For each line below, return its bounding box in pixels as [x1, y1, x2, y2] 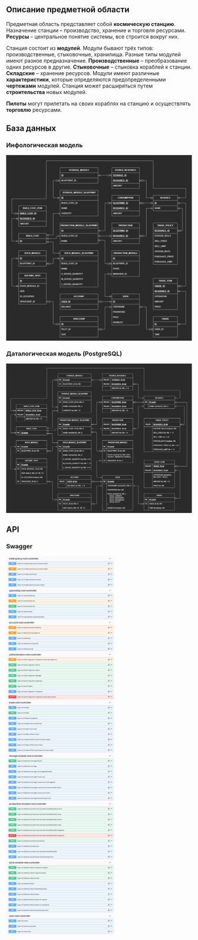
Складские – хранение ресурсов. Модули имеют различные [6, 69, 160, 76]
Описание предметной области [6, 5, 130, 15]
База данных [6, 124, 57, 134]
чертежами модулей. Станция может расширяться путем [6, 82, 153, 89]
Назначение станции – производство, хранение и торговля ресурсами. [6, 27, 186, 34]
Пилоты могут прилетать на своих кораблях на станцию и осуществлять [6, 100, 191, 107]
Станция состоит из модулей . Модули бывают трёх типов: [6, 44, 154, 51]
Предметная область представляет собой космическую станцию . [6, 20, 176, 27]
